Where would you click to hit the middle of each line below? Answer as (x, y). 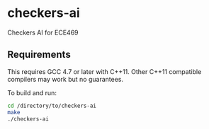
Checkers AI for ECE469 (43, 32)
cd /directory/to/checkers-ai (52, 106)
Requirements (39, 55)
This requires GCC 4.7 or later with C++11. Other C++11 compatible (104, 71)
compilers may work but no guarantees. (66, 79)
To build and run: (32, 92)
